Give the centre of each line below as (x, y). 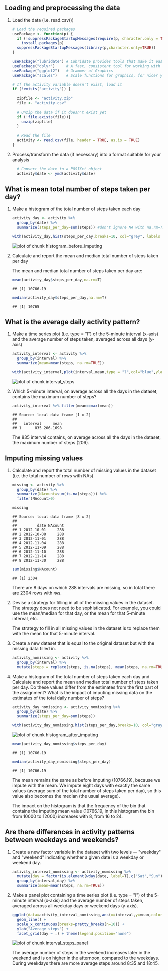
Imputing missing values (44, 459)
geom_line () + (32, 919)
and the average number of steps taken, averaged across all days (80, 339)
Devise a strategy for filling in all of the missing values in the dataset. (83, 602)
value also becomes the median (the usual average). (66, 796)
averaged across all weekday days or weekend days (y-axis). (75, 906)
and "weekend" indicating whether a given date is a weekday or (78, 857)
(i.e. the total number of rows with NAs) (53, 476)
